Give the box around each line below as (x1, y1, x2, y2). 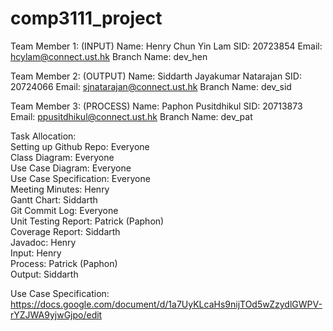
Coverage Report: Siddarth (10, 225, 121, 237)
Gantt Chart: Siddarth (10, 193, 98, 206)
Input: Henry (10, 247, 62, 259)
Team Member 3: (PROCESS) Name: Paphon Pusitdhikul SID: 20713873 (10, 100, 303, 112)
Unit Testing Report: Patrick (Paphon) (10, 215, 165, 227)
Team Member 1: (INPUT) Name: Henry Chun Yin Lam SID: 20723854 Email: (10, 40, 323, 52)
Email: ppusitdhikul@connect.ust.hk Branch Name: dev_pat (10, 110, 253, 122)
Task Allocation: (10, 130, 77, 142)
